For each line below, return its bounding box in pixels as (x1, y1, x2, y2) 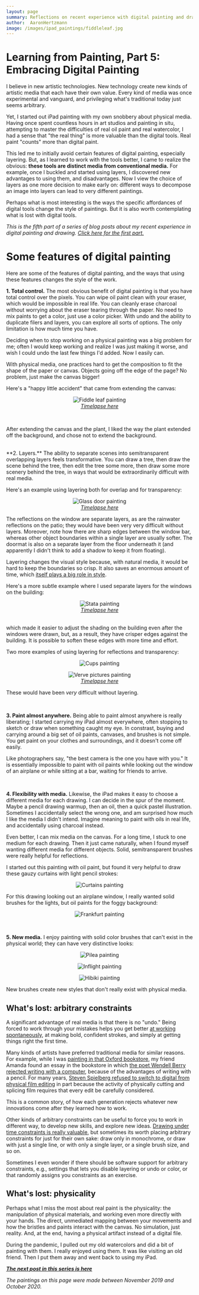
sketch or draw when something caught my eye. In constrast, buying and (6, 725, 185, 732)
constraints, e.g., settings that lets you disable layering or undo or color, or (6, 1165, 188, 1172)
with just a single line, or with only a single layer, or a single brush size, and (6, 1141, 190, 1148)
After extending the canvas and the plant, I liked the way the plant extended (6, 426, 191, 433)
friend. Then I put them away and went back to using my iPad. (6, 1254, 158, 1261)
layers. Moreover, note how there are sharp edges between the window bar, (6, 528, 191, 535)
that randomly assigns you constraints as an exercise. (6, 1171, 137, 1178)
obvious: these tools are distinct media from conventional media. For (6, 162, 178, 169)
